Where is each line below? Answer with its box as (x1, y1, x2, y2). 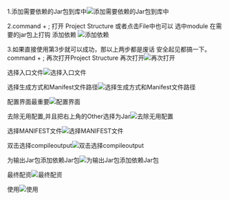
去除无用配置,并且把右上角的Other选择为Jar (7, 112, 131, 120)
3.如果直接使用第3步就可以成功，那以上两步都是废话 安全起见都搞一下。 (7, 45, 211, 53)
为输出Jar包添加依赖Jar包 (7, 156, 80, 164)
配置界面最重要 (7, 98, 50, 106)
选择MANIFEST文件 (7, 127, 63, 135)
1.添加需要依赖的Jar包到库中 (7, 8, 87, 15)
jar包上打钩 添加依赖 (19, 31, 77, 38)
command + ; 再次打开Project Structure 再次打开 (7, 54, 144, 62)
